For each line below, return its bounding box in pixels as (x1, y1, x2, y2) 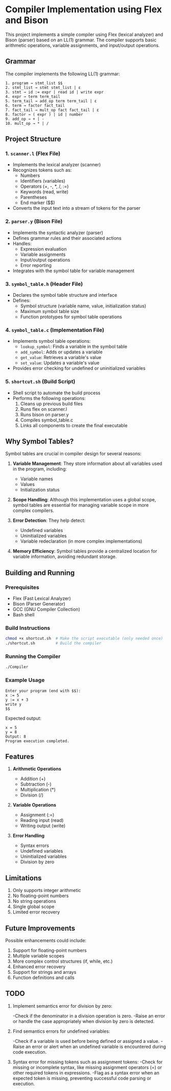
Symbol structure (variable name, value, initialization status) (20, 303, 146, 309)
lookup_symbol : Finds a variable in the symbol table (20, 344, 128, 350)
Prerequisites (5, 584, 39, 591)
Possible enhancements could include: (5, 938, 87, 944)
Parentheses (20, 194, 47, 201)
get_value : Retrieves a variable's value (20, 354, 102, 361)
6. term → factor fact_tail (5, 103, 65, 108)
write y (5, 702, 22, 707)
